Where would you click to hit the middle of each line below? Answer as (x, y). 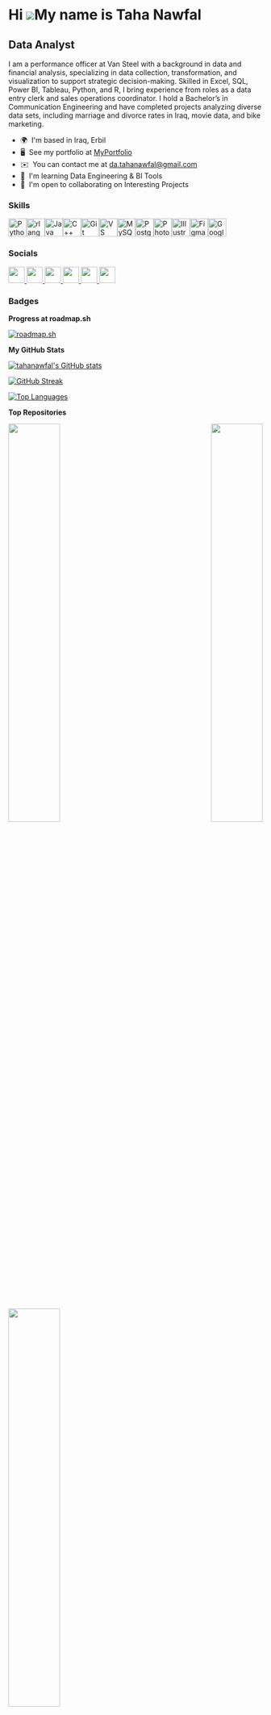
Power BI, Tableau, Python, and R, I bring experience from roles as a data (130, 90)
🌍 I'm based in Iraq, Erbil (63, 140)
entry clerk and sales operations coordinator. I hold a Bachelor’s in (118, 98)
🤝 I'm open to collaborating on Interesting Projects (104, 184)
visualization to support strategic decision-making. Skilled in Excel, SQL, (128, 81)
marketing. (26, 124)
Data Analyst (42, 45)
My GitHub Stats (37, 349)
